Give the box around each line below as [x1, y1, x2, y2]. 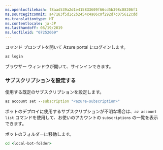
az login [5, 54, 23, 59]
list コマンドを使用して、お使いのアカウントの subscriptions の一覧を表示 [5, 115, 159, 120]
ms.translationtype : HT [5, 16, 54, 21]
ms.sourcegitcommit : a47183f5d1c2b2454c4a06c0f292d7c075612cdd [5, 12, 138, 17]
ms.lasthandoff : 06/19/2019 [5, 26, 63, 30]
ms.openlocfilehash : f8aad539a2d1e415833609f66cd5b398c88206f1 [5, 7, 138, 12]
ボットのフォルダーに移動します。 [5, 131, 74, 137]
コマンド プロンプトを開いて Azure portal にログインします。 [5, 44, 128, 50]
